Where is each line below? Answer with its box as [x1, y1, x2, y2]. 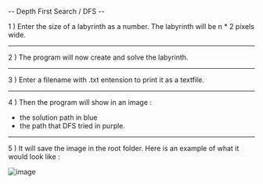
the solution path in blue [19, 113, 98, 122]
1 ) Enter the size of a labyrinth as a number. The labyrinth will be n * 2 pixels [8, 22, 254, 31]
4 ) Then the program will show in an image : [8, 98, 153, 106]
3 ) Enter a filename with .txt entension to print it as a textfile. [8, 75, 205, 85]
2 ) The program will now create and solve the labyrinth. [8, 52, 189, 62]
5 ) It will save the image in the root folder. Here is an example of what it [8, 144, 240, 153]
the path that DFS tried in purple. [19, 121, 125, 130]
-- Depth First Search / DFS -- [8, 7, 105, 16]
